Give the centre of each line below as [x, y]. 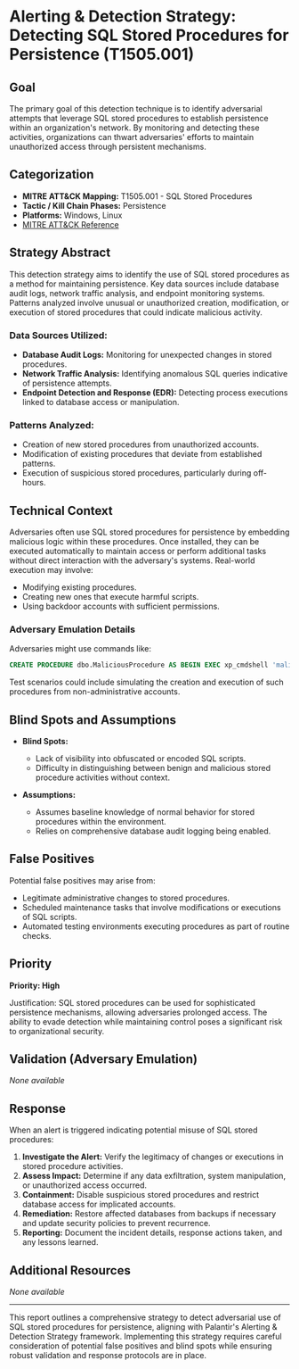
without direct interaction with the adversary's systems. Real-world [132, 560]
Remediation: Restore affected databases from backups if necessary [149, 1214]
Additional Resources [70, 1270]
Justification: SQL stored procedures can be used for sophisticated [132, 1002]
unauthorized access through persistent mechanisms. [108, 146]
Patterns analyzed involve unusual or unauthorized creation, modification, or [149, 303]
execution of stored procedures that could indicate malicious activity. [136, 312]
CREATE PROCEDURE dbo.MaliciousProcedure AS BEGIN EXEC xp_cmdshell [139, 665]
